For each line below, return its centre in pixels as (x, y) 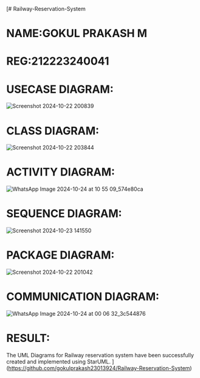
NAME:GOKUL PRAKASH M (77, 34)
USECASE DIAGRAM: (60, 89)
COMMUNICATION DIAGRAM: (83, 297)
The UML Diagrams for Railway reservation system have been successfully (100, 355)
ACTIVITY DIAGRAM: (61, 172)
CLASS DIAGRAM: (53, 131)
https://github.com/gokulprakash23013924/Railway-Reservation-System (99, 368)
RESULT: (28, 338)
